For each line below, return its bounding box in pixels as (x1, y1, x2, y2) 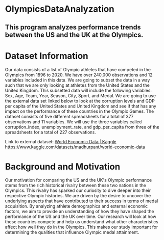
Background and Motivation (5, 161, 120, 172)
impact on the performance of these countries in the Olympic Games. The (5, 108, 154, 114)
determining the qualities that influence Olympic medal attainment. (5, 229, 140, 235)
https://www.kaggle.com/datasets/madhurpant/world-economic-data (5, 144, 145, 150)
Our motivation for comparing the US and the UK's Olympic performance (5, 177, 152, 183)
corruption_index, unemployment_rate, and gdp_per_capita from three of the (5, 124, 160, 130)
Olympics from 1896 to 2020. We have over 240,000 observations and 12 (5, 72, 153, 78)
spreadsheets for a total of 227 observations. (5, 129, 96, 135)
